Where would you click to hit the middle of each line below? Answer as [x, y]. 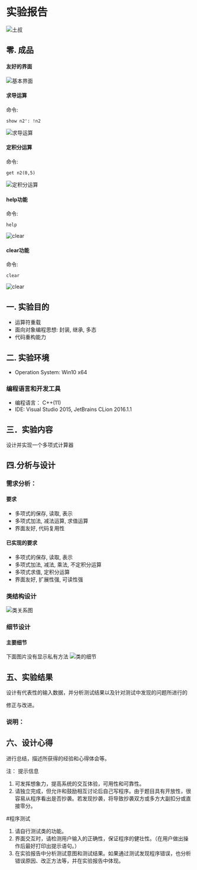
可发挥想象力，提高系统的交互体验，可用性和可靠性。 [80, 783]
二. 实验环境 [28, 357]
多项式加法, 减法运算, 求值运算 [51, 521]
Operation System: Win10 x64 [51, 372]
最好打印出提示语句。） [52, 846]
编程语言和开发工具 [33, 388]
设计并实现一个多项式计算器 [40, 445]
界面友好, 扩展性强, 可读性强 [49, 579]
